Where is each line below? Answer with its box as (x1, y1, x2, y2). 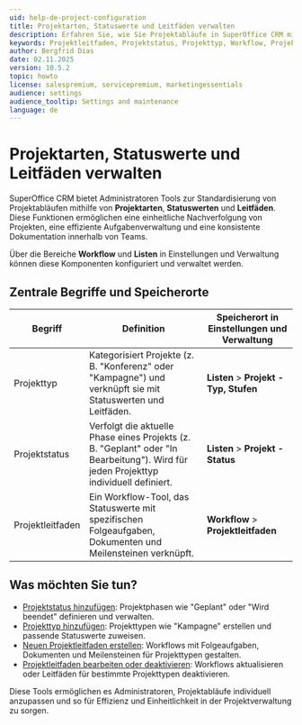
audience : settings (9, 88, 83, 97)
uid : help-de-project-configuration (9, 13, 147, 23)
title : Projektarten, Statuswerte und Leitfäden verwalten (9, 22, 235, 31)
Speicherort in (216, 312, 280, 323)
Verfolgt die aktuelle (88, 420, 174, 432)
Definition (121, 322, 165, 334)
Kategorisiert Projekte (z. (88, 349, 195, 361)
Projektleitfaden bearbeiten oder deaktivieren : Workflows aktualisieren (22, 658, 284, 669)
